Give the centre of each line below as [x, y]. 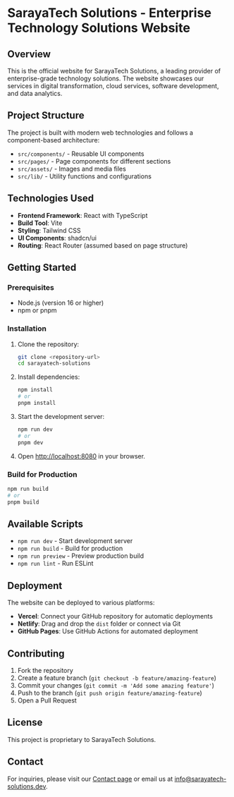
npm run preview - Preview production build [81, 556]
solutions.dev [27, 786]
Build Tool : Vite [40, 223]
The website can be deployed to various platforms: [81, 603]
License [25, 723]
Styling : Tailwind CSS [49, 230]
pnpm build [23, 502]
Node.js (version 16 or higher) [61, 303]
